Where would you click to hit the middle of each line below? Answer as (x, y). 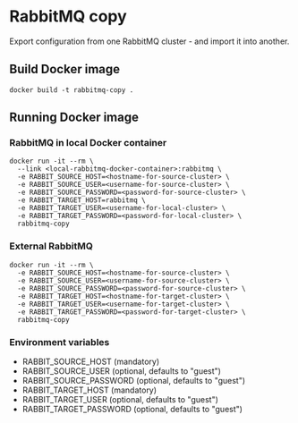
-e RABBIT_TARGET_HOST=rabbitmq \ (81, 200)
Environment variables (60, 342)
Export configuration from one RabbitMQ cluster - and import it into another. (149, 41)
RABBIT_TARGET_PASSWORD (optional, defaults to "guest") (132, 410)
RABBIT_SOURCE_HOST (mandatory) (91, 362)
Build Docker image (65, 69)
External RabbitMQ (51, 246)
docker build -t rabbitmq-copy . (72, 90)
